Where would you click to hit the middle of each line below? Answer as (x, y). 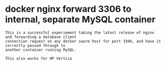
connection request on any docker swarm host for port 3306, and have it (83, 41)
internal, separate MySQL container (80, 19)
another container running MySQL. (41, 50)
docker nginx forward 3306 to (68, 9)
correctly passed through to (35, 45)
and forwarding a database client (41, 37)
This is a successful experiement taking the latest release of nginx (80, 32)
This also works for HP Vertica (39, 58)
